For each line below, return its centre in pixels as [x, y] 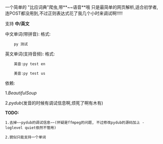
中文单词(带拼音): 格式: [28, 34]
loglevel [14, 128]
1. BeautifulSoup [21, 93]
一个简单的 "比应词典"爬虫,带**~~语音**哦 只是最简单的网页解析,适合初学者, [81, 7]
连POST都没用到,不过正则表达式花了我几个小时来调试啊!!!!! [64, 13]
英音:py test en [30, 64]
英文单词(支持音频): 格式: [30, 54]
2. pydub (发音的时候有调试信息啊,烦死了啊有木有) [54, 103]
